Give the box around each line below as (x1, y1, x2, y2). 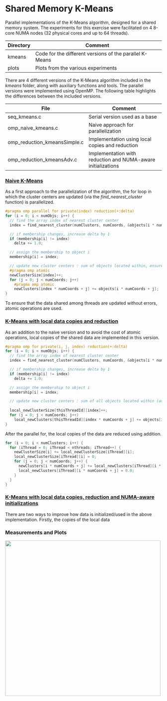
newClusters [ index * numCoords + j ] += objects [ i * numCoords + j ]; (14, 286, 159, 291)
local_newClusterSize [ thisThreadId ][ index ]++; (9, 408, 108, 413)
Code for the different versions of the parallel (35, 50, 141, 57)
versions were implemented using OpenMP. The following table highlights (5, 88, 156, 93)
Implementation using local (88, 135, 152, 142)
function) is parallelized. (5, 199, 55, 205)
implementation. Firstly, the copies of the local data (5, 517, 110, 523)
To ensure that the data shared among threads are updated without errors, (5, 300, 158, 306)
